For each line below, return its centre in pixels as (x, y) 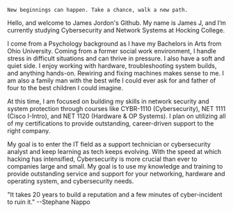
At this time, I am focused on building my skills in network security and (109, 101)
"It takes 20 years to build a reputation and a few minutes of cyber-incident (115, 195)
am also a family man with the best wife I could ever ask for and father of (112, 80)
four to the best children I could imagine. (65, 88)
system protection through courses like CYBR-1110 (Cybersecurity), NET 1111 (116, 109)
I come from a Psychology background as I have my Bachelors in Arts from (114, 44)
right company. (29, 131)
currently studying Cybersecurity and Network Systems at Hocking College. (116, 30)
